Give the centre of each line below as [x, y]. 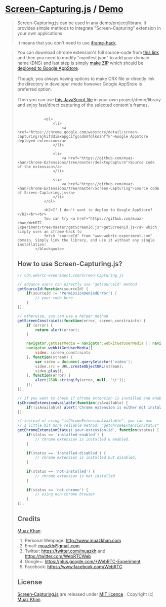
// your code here [54, 298]
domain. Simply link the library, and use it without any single [86, 240]
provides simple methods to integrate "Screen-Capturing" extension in [89, 28]
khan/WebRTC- [31, 223]
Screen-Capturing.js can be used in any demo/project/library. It [82, 23]
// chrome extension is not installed [75, 476]
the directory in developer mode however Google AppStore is [80, 84]
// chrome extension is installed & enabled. [83, 439]
